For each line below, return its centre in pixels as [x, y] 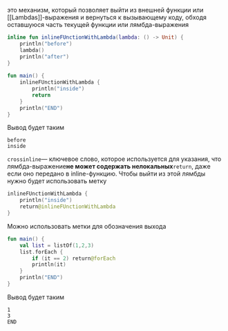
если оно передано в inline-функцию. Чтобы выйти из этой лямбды [106, 174]
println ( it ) [49, 265]
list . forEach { [41, 252]
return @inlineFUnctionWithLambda [68, 207]
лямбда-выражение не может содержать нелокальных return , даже [109, 167]
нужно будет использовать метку [57, 181]
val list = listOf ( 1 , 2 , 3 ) [57, 245]
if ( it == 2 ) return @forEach [74, 258]
